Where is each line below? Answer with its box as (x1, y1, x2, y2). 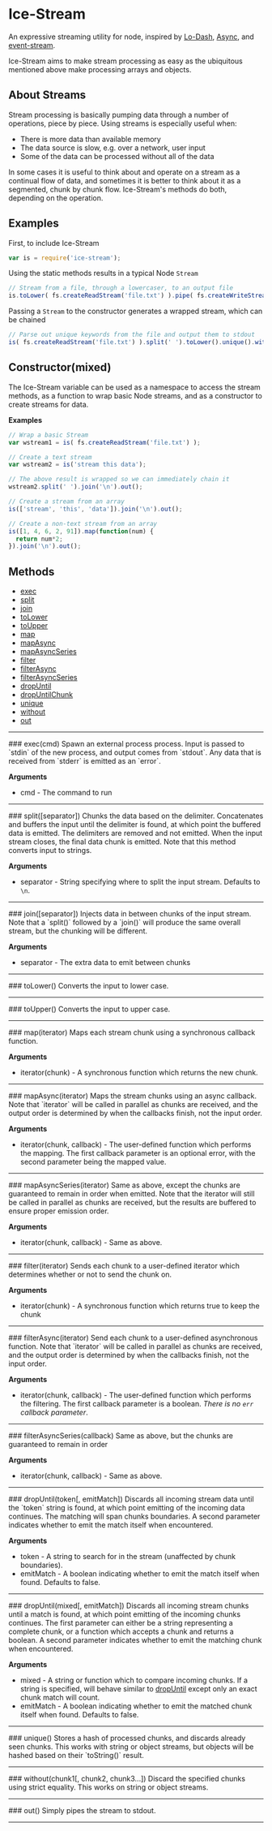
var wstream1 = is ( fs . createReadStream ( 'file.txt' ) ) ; (8, 438, 201, 446)
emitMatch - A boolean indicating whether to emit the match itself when (19, 1569, 260, 1579)
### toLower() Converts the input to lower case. (8, 981, 169, 991)
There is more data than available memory (19, 134, 162, 144)
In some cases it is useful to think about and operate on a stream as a (8, 167, 240, 177)
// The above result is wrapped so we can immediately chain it (8, 476, 230, 484)
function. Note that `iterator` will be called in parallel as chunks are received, (8, 1342, 263, 1351)
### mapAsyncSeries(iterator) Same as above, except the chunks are (8, 1180, 240, 1190)
